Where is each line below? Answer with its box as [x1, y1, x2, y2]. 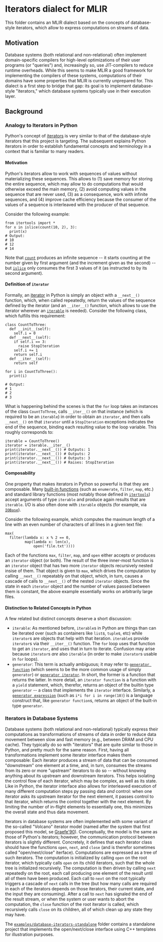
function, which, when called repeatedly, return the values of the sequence [5, 297, 156, 303]
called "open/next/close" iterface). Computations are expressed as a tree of [5, 849, 157, 855]
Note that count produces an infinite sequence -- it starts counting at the [5, 254, 151, 260]
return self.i [14, 352, 42, 357]
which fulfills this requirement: [5, 313, 66, 319]
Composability [5, 470, 36, 476]
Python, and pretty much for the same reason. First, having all [5, 747, 129, 752]
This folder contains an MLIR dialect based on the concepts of [5, 19, 130, 25]
